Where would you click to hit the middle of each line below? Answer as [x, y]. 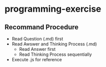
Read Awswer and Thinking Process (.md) [54, 44]
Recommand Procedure [42, 27]
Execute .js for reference [37, 59]
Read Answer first [37, 49]
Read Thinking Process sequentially [55, 54]
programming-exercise [53, 9]
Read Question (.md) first [37, 39]
